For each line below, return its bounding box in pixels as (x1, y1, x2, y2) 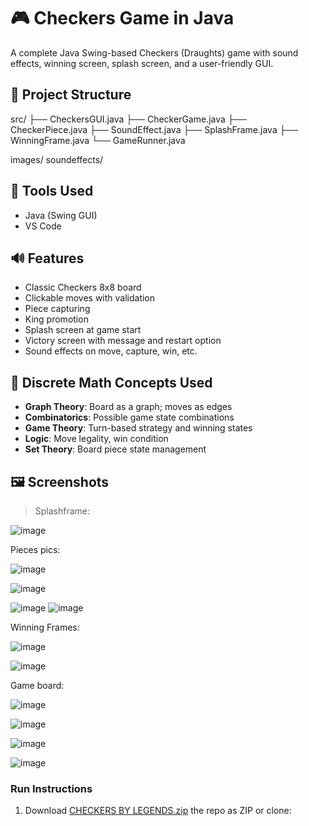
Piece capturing (24, 303, 91, 315)
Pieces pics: (10, 544, 61, 555)
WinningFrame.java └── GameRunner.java (10, 134, 186, 146)
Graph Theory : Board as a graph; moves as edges (24, 401, 233, 413)
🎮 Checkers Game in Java (10, 7, 235, 30)
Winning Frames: (10, 621, 80, 633)
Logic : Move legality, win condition (24, 433, 169, 445)
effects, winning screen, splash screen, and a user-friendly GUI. (10, 57, 274, 69)
